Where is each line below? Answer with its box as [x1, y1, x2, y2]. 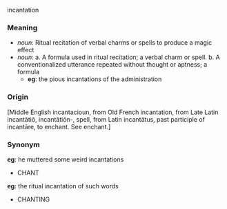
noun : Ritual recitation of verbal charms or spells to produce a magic [17, 38, 213, 47]
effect [17, 46, 34, 54]
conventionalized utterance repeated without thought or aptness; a [17, 60, 208, 69]
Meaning [7, 23, 38, 32]
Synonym [7, 140, 40, 149]
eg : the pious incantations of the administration [27, 75, 162, 83]
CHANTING [17, 195, 50, 203]
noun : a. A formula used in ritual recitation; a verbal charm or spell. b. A [17, 53, 220, 61]
